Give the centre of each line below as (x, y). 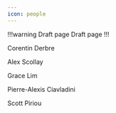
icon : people (27, 14)
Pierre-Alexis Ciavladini (42, 89)
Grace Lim (22, 75)
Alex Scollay (26, 62)
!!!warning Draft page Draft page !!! (58, 34)
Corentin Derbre (31, 48)
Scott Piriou (25, 103)
